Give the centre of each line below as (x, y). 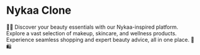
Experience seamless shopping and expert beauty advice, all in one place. (98, 39)
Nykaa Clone (39, 10)
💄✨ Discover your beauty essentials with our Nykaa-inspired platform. (92, 27)
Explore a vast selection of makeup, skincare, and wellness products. (92, 33)
